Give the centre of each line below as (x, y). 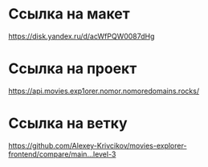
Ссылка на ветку (68, 123)
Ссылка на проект (73, 69)
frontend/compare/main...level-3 (62, 154)
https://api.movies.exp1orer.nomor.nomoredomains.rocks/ (104, 91)
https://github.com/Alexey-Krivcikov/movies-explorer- (98, 145)
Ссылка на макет (69, 14)
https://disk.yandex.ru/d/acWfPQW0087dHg (82, 36)
